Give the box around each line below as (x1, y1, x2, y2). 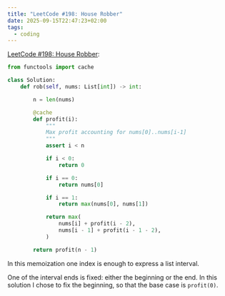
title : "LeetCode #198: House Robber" (7, 10, 123, 18)
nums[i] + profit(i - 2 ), (58, 220, 136, 228)
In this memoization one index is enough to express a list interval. (7, 259, 200, 267)
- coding (14, 30, 40, 38)
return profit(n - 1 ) (33, 246, 98, 253)
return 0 (58, 161, 84, 168)
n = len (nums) (33, 96, 75, 103)
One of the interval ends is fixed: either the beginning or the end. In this (7, 272, 218, 282)
